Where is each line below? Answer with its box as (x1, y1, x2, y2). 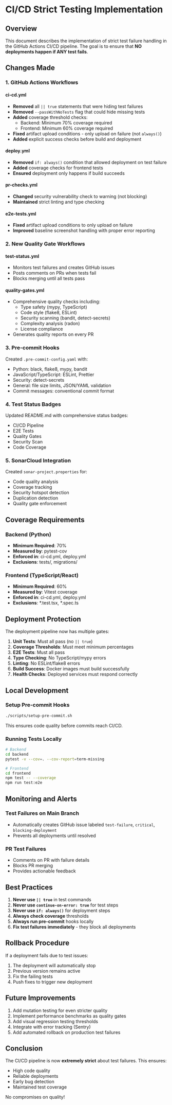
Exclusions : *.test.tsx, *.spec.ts (12, 600, 79, 606)
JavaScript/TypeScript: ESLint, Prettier (12, 371, 94, 378)
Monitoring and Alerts (5, 794, 77, 803)
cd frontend (5, 771, 31, 776)
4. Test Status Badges (5, 400, 62, 407)
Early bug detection (12, 1079, 55, 1085)
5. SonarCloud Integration (5, 457, 71, 464)
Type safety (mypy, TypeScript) (20, 304, 87, 310)
